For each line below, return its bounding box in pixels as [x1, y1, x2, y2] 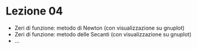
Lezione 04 [5, 4, 63, 18]
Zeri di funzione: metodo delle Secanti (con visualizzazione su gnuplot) [14, 30, 192, 38]
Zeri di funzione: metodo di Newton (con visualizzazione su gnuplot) [14, 24, 185, 31]
